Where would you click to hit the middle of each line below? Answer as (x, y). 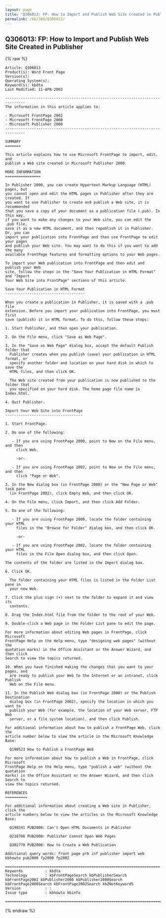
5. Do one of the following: (35, 511)
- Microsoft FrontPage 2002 (34, 116)
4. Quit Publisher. (25, 402)
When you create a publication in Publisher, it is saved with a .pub (79, 302)
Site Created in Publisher (44, 47)
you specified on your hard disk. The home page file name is (75, 389)
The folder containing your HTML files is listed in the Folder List (83, 580)
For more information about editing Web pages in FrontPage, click (76, 632)
